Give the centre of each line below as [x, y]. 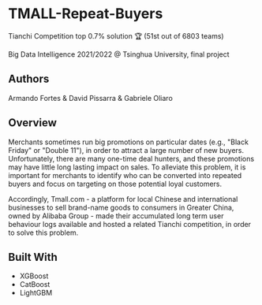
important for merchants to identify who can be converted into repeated [125, 175]
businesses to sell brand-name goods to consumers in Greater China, [121, 207]
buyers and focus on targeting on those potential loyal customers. [115, 184]
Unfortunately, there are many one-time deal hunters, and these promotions [131, 158]
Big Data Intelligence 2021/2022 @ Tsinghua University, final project [119, 54]
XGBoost [34, 276]
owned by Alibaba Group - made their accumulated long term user [116, 216]
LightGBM [36, 293]
